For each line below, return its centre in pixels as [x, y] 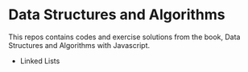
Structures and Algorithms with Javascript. [79, 45]
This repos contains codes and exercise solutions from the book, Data [124, 37]
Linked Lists [40, 61]
